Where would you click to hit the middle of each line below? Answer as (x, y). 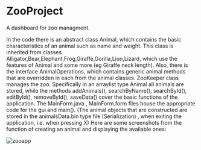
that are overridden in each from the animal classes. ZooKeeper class (93, 78)
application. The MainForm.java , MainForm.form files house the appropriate (101, 103)
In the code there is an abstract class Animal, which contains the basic (94, 39)
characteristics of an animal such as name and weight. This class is (90, 46)
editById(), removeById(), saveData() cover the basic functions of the (92, 97)
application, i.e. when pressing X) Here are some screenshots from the (94, 122)
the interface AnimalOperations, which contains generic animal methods (96, 71)
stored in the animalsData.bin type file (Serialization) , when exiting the (94, 116)
